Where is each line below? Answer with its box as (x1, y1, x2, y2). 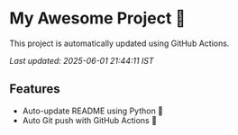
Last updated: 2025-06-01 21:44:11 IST (9, 55, 155, 66)
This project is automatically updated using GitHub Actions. (9, 38, 230, 49)
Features (9, 81, 60, 97)
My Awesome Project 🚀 (9, 8, 187, 29)
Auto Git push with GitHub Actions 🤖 (22, 114, 158, 125)
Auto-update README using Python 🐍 (22, 105, 164, 116)
